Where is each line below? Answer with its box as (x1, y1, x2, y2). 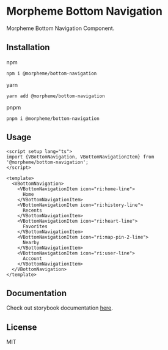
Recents (22, 207, 43, 214)
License (6, 322, 37, 332)
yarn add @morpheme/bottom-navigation (6, 93, 105, 99)
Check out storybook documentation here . (6, 304, 113, 311)
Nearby (22, 239, 40, 245)
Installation (6, 42, 50, 53)
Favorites (22, 223, 48, 229)
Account (22, 255, 43, 261)
